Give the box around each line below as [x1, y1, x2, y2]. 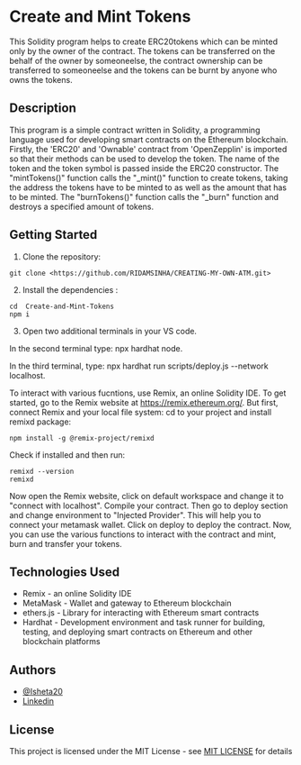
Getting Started [9, 227, 98, 242]
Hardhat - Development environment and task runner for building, [22, 617, 265, 628]
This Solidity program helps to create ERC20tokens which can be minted [9, 36, 279, 47]
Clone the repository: [22, 250, 102, 262]
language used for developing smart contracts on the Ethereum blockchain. [9, 133, 289, 145]
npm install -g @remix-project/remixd [9, 433, 155, 442]
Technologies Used [9, 564, 120, 579]
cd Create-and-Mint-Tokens [9, 302, 115, 311]
